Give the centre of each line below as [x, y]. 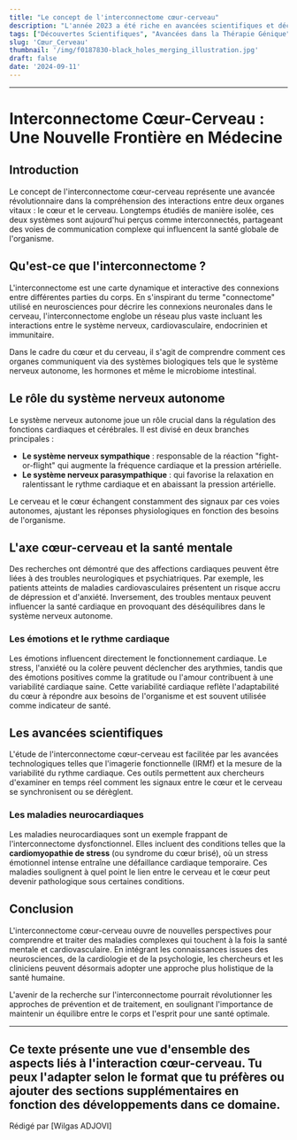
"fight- [267, 456]
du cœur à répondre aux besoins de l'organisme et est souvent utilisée [138, 696]
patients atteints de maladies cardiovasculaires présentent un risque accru [145, 588]
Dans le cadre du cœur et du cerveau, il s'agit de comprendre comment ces [147, 351]
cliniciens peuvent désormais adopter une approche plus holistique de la [141, 968]
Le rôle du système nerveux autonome [117, 399]
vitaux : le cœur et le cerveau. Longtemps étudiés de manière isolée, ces [141, 210]
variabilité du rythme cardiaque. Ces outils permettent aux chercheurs [137, 773]
